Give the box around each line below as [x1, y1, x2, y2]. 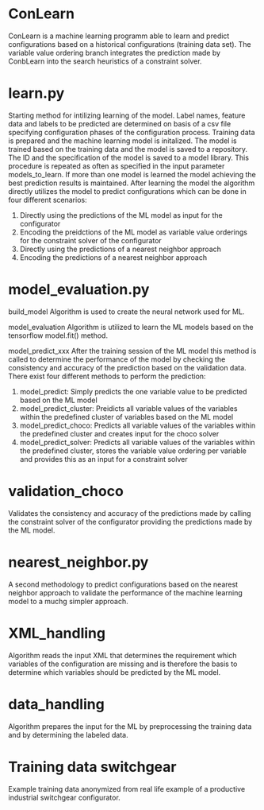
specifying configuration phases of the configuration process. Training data [8, 127, 255, 137]
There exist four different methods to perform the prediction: [8, 371, 206, 381]
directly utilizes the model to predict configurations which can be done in [8, 186, 247, 196]
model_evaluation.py [8, 281, 150, 299]
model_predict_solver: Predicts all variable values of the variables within [19, 437, 255, 447]
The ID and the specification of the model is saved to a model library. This [8, 153, 250, 162]
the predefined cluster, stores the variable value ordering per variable [19, 446, 247, 455]
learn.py [8, 84, 65, 103]
